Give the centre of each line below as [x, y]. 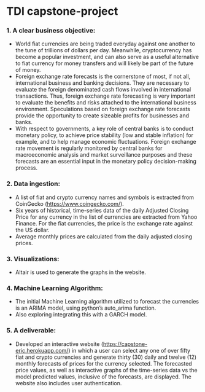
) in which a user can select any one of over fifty [130, 350]
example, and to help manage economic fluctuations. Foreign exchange [106, 142]
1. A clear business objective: [51, 31]
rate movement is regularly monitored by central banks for [89, 148]
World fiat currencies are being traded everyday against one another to [105, 44]
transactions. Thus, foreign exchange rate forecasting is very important [105, 96]
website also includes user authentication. [68, 383]
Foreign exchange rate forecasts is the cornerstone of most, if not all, [103, 76]
